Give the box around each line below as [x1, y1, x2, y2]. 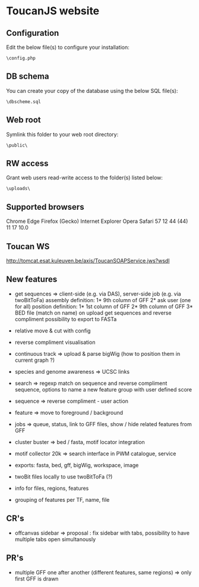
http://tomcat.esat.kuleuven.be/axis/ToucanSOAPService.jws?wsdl [6, 257, 170, 265]
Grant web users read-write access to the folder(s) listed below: [6, 174, 163, 181]
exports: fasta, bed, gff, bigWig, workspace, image [14, 461, 139, 468]
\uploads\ [6, 186, 31, 192]
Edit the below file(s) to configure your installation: [6, 44, 129, 51]
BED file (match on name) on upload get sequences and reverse [14, 309, 172, 316]
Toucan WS [6, 241, 50, 251]
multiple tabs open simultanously [14, 535, 96, 543]
